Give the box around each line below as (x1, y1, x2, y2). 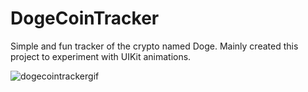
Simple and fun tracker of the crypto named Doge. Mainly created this (10, 40, 299, 52)
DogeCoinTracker (10, 7, 160, 30)
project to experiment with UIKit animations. (10, 50, 192, 62)
